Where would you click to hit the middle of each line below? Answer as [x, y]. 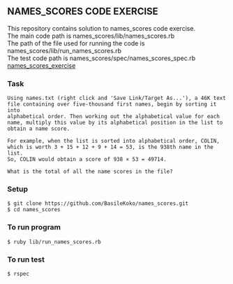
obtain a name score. [39, 129]
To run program [34, 227]
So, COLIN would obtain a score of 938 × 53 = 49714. [87, 159]
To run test [26, 260]
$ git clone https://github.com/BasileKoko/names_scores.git [98, 204]
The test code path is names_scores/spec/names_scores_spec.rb [102, 58]
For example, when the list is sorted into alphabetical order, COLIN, [113, 141]
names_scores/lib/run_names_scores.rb [65, 50]
